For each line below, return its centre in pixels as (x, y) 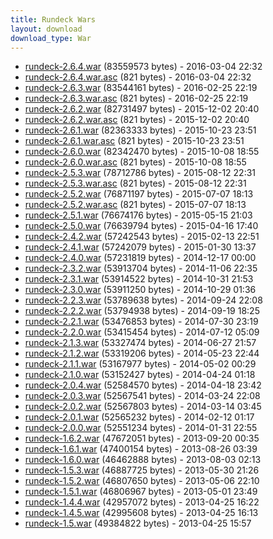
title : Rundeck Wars (53, 19)
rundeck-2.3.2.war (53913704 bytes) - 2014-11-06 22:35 (141, 268)
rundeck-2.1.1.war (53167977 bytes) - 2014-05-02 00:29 (140, 364)
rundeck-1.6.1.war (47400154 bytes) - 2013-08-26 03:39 (141, 449)
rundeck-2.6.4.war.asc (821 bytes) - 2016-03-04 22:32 (138, 77)
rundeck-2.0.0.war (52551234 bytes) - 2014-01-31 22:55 (141, 428)
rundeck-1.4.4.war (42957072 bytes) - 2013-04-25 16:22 (142, 502)
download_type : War (51, 38)
